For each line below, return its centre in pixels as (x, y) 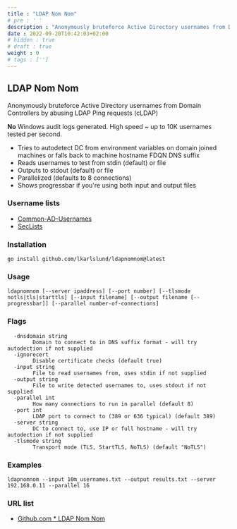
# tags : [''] (28, 60)
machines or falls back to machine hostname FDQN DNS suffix (108, 155)
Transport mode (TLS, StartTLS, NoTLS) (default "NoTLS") (120, 447)
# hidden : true (31, 40)
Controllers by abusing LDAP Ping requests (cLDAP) (83, 113)
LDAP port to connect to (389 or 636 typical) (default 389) (124, 416)
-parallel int (34, 398)
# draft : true (30, 47)
